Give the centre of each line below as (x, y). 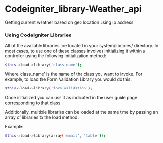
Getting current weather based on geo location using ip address (69, 22)
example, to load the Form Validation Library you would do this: (68, 79)
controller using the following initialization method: (56, 56)
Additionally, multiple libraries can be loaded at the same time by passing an (81, 112)
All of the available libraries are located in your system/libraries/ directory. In (82, 46)
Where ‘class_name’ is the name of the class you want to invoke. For (74, 74)
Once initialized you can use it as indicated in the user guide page (71, 97)
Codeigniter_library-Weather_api (73, 9)
